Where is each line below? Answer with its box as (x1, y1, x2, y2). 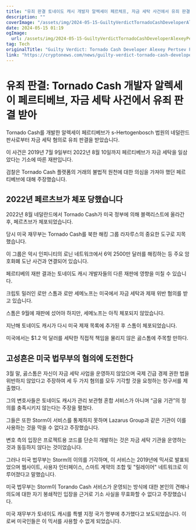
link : (6, 52, 19, 58)
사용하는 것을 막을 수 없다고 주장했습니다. (6, 424, 100, 431)
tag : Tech (6, 42, 30, 47)
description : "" (6, 14, 45, 20)
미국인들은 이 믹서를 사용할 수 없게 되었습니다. (16, 518, 121, 525)
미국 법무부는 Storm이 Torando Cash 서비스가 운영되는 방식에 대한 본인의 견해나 (6, 483, 190, 490)
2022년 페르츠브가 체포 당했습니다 (6, 194, 123, 204)
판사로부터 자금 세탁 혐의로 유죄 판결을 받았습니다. (6, 136, 120, 143)
